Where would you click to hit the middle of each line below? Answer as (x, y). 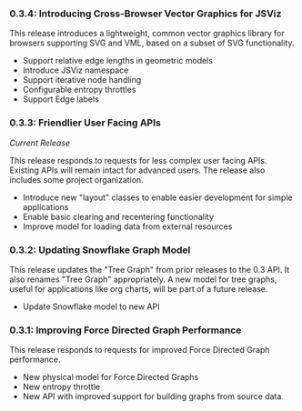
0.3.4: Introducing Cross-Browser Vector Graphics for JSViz (146, 14)
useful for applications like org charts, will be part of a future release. (139, 288)
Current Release (40, 143)
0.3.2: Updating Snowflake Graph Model (100, 250)
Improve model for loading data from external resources (127, 226)
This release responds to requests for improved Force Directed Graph (140, 350)
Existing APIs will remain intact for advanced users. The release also (137, 170)
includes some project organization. (76, 179)
